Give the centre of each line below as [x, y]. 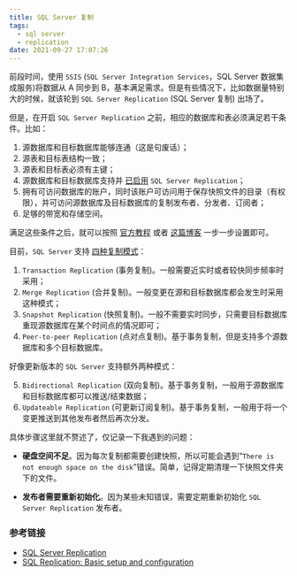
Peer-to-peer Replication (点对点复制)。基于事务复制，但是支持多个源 [151, 336]
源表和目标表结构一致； [65, 158]
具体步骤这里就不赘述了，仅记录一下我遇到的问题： [102, 437]
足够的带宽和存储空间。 [65, 214]
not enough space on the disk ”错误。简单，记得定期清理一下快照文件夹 [153, 467]
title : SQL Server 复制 [52, 17]
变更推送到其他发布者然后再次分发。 [88, 419]
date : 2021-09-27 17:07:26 [59, 50]
